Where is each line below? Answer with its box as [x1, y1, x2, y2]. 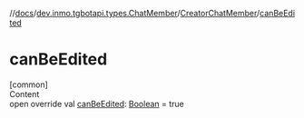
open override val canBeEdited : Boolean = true [9, 98, 184, 109]
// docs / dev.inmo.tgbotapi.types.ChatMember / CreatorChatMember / [9, 8, 260, 18]
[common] [9, 79, 48, 90]
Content [9, 88, 40, 99]
